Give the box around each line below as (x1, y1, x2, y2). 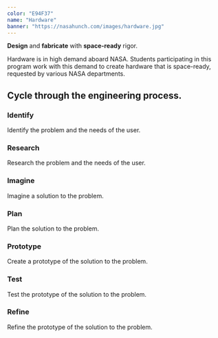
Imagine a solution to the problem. (7, 191, 105, 200)
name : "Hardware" (7, 17, 57, 23)
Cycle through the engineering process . (7, 89, 182, 101)
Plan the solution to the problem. (7, 224, 100, 233)
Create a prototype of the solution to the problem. (7, 257, 148, 266)
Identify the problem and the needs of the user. (7, 126, 141, 134)
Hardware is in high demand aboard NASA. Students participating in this (7, 55, 212, 63)
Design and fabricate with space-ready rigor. (7, 42, 138, 50)
